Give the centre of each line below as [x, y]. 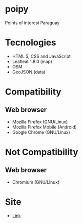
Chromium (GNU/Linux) [36, 182]
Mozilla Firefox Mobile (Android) [44, 127]
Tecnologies [31, 43]
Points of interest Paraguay [32, 23]
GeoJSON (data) [29, 72]
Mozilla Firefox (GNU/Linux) [40, 122]
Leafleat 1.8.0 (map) [32, 61]
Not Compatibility [41, 152]
